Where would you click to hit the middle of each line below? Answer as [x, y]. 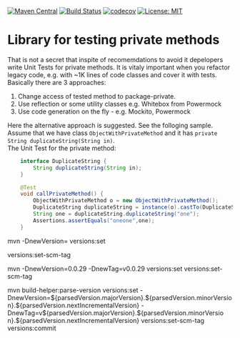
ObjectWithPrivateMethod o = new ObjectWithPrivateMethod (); [126, 201]
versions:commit [32, 328]
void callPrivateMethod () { [62, 194]
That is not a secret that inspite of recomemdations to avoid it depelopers [115, 59]
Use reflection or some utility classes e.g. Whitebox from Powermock [120, 104]
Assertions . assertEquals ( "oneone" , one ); [94, 220]
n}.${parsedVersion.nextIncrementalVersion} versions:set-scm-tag [106, 320]
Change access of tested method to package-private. [97, 96]
